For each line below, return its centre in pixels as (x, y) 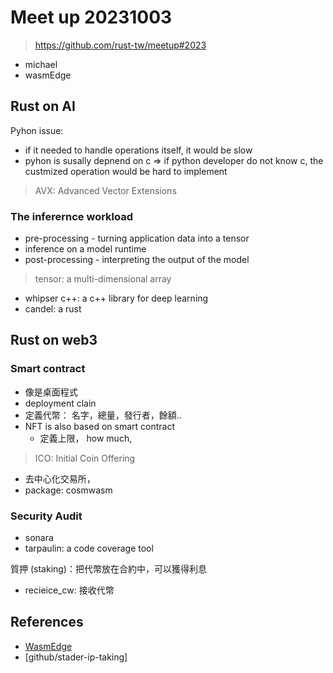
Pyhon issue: (37, 130)
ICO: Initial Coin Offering (85, 458)
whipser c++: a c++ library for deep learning (116, 298)
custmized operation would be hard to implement (126, 171)
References (47, 622)
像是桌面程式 (51, 392)
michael (41, 64)
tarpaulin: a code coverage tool (89, 548)
